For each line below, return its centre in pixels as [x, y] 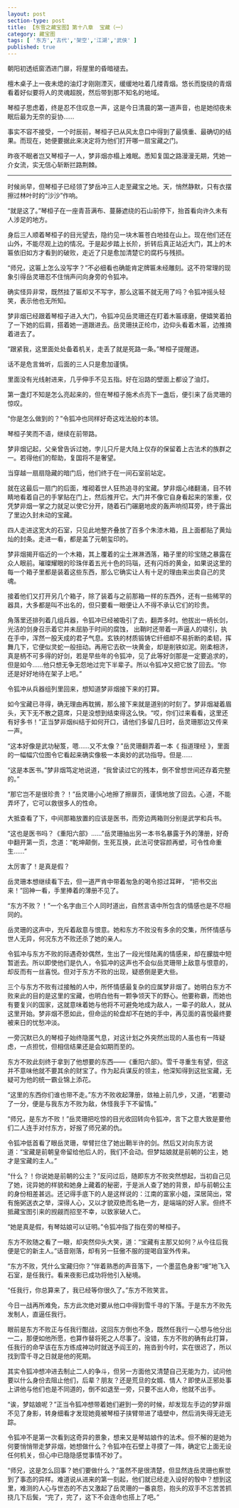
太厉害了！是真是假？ [38, 866]
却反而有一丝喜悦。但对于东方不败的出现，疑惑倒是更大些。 [95, 972]
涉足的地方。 [32, 219]
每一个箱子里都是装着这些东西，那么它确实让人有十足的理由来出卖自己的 [113, 572]
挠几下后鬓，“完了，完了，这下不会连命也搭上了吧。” [84, 1497]
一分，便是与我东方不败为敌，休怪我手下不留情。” [85, 1104]
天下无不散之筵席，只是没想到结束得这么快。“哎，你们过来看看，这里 [121, 713]
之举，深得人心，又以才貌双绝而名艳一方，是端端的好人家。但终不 [135, 1203]
